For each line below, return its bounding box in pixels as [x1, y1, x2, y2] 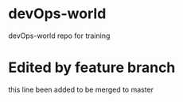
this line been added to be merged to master [8, 85, 154, 94]
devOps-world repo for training [8, 31, 111, 40]
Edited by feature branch [8, 59, 176, 77]
